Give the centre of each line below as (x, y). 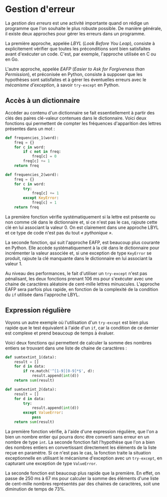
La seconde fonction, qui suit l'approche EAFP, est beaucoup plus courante (83, 242)
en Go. (12, 59)
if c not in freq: (42, 152)
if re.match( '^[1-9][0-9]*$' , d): (59, 371)
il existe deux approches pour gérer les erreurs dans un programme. (75, 33)
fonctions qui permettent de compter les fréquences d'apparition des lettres (83, 123)
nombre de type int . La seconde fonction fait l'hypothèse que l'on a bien (80, 442)
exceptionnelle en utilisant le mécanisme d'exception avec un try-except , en (84, 458)
